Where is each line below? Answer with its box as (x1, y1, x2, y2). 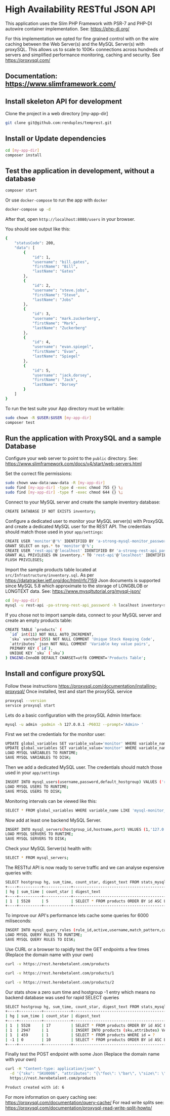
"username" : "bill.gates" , (32, 259, 90, 264)
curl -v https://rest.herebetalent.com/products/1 (5, 970, 114, 975)
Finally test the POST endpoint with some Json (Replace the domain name (5, 1051, 160, 1057)
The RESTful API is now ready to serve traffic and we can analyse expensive (5, 864, 164, 871)
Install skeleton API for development (5, 97, 122, 106)
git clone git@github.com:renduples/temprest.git (5, 120, 112, 125)
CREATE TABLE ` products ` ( (5, 627, 62, 632)
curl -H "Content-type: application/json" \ (5, 1066, 101, 1071)
